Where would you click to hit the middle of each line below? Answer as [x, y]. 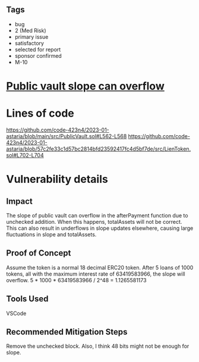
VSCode [16, 313]
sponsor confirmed [38, 55]
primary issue [31, 37]
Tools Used [27, 299]
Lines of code [40, 113]
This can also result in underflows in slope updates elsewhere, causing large [100, 228]
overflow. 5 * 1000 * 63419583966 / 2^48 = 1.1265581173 [76, 280]
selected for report [38, 49]
